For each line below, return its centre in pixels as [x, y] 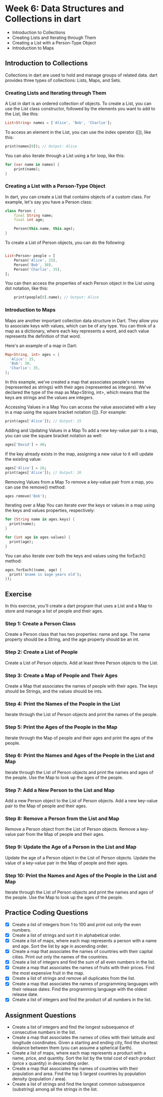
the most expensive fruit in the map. [48, 973]
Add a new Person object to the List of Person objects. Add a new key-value [81, 801]
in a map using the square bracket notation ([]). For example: [66, 412]
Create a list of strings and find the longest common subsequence [78, 1084]
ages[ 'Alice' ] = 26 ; [26, 468]
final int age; [29, 220]
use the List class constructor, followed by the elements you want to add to [80, 109]
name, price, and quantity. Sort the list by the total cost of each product [84, 1058]
